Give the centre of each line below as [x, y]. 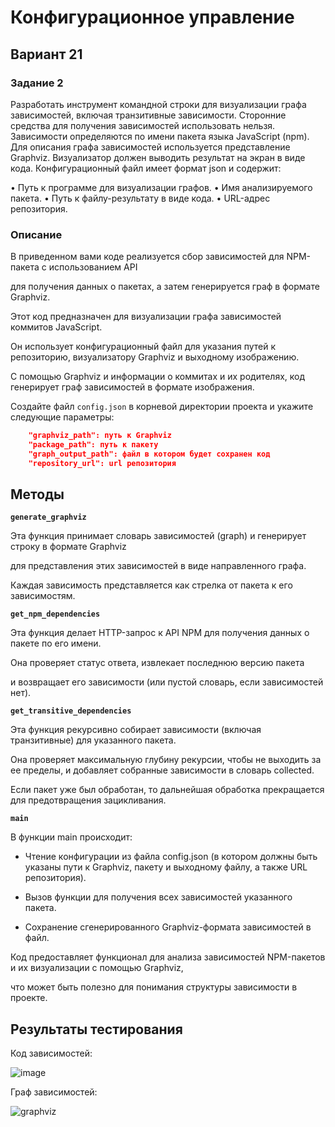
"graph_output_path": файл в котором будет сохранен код [149, 454]
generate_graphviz [48, 517]
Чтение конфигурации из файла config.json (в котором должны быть [171, 857]
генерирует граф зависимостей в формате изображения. [132, 387]
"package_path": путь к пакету [93, 445]
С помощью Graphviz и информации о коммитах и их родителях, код [158, 377]
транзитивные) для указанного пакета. [93, 740]
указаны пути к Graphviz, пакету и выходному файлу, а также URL [166, 867]
